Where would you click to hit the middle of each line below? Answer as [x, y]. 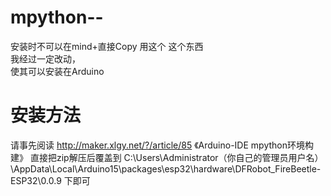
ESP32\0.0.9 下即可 [50, 180]
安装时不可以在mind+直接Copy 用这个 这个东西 [107, 46]
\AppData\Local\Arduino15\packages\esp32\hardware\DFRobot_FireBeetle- [166, 168]
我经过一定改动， [45, 58]
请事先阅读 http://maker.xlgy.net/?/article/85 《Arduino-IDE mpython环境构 [162, 145]
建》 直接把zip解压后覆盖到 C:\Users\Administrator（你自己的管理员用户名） [167, 157]
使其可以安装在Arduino [57, 71]
